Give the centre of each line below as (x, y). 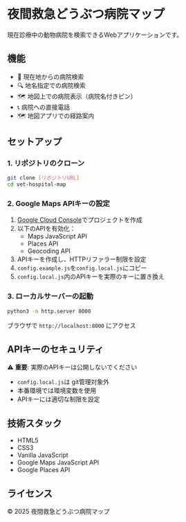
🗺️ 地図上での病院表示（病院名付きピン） (77, 96)
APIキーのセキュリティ (55, 350)
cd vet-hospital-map (37, 184)
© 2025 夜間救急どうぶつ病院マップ (58, 512)
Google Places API (44, 470)
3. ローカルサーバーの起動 (50, 297)
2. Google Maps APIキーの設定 (59, 204)
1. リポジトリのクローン (46, 164)
